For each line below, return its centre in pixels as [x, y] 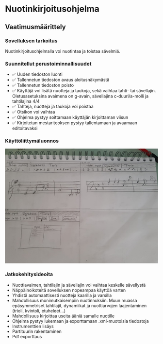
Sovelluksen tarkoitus [31, 41]
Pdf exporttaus [27, 336]
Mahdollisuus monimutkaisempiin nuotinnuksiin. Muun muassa [74, 300]
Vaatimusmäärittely [36, 27]
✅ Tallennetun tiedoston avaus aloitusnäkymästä [61, 80]
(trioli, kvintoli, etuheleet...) [39, 311]
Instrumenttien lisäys [33, 326]
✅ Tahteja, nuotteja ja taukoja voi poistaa [53, 106]
